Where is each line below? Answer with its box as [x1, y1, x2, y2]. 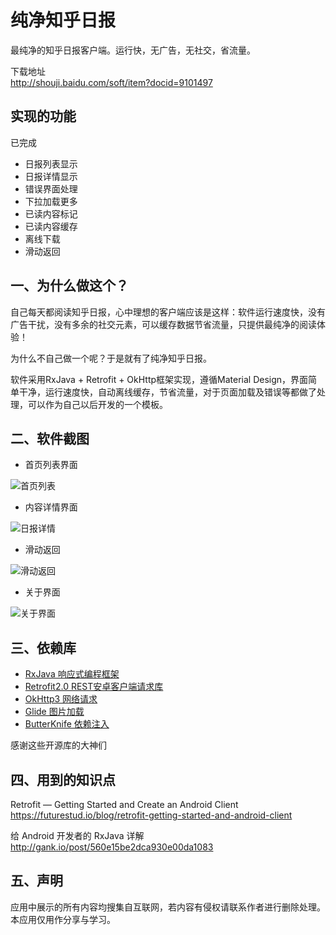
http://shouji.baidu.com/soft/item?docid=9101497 [10, 76, 213, 88]
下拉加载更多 [24, 195, 78, 207]
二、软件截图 [10, 430, 90, 447]
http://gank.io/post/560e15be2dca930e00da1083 [10, 841, 214, 853]
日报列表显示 [24, 157, 78, 170]
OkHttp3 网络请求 [24, 693, 98, 705]
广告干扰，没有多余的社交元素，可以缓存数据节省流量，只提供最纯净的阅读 [10, 318, 317, 330]
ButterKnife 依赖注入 [24, 718, 110, 730]
